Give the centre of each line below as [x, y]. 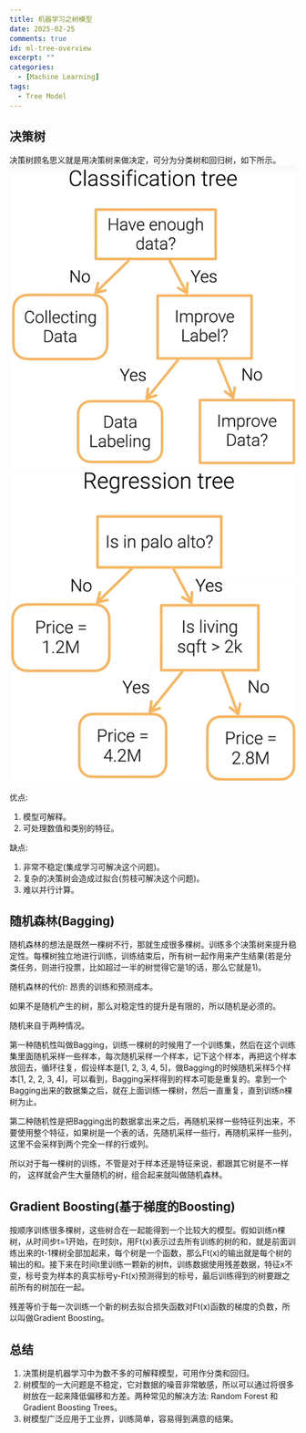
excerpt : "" [32, 58]
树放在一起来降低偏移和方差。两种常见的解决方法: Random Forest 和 [150, 1396]
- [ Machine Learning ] [59, 78]
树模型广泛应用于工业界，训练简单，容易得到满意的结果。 [130, 1418]
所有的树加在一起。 [53, 1287]
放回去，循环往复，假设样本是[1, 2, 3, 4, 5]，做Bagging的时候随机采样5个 [147, 1068]
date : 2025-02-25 [42, 29]
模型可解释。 [46, 816]
